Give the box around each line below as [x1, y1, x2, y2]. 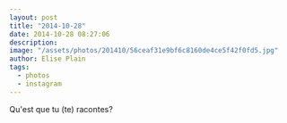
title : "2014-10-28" [9, 21, 87, 30]
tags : [9, 63, 30, 72]
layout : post [9, 12, 58, 22]
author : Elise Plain [9, 54, 87, 63]
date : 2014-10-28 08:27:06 [9, 29, 110, 38]
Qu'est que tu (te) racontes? [9, 103, 114, 114]
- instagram [17, 79, 63, 88]
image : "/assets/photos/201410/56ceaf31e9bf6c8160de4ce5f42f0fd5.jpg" [9, 46, 279, 55]
